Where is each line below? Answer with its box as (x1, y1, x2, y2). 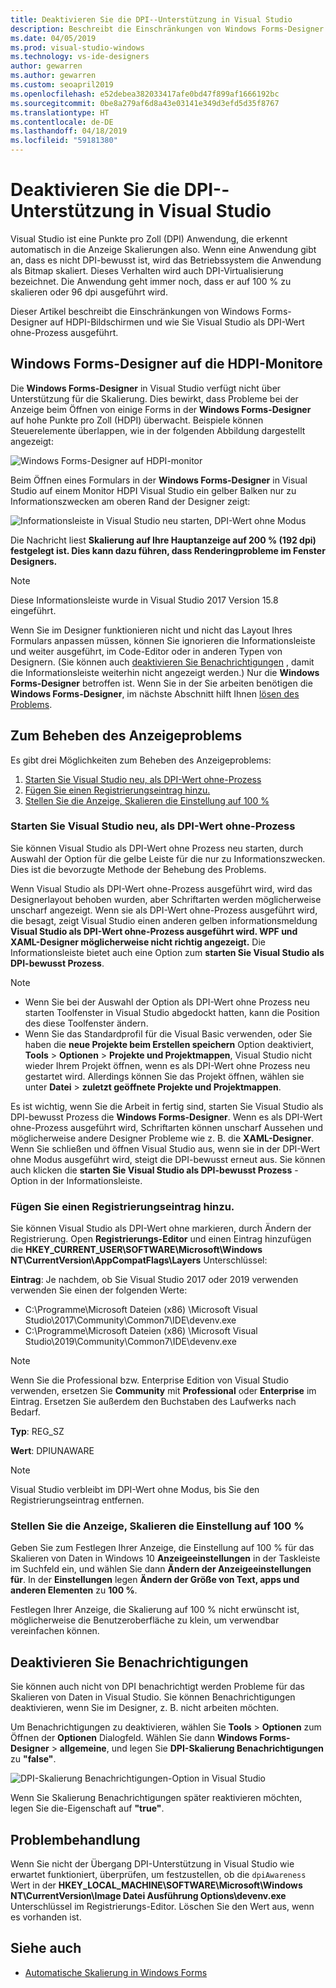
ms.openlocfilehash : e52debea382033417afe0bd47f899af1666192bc (10, 89, 280, 99)
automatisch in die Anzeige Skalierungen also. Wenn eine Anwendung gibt (10, 243, 317, 255)
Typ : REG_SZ (10, 1426, 65, 1438)
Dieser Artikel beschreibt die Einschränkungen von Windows (10, 305, 260, 317)
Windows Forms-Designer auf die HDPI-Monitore (10, 356, 323, 373)
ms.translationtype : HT (10, 107, 110, 118)
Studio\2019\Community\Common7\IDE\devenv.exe (24, 1336, 237, 1348)
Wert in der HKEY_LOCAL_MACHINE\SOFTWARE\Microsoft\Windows (10, 1879, 303, 1891)
